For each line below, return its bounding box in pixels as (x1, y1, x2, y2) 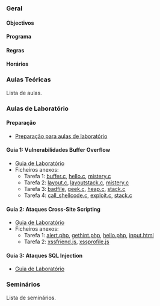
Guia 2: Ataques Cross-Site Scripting (6, 205, 101, 213)
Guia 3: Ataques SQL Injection (6, 252, 83, 259)
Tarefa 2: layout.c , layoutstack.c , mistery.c (23, 179, 129, 186)
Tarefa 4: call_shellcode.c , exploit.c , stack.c (23, 192, 132, 199)
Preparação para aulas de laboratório (14, 133, 108, 140)
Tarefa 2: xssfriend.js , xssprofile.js (23, 238, 109, 245)
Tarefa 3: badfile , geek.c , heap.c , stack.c (23, 185, 126, 192)
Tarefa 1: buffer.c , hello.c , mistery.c (23, 172, 111, 180)
